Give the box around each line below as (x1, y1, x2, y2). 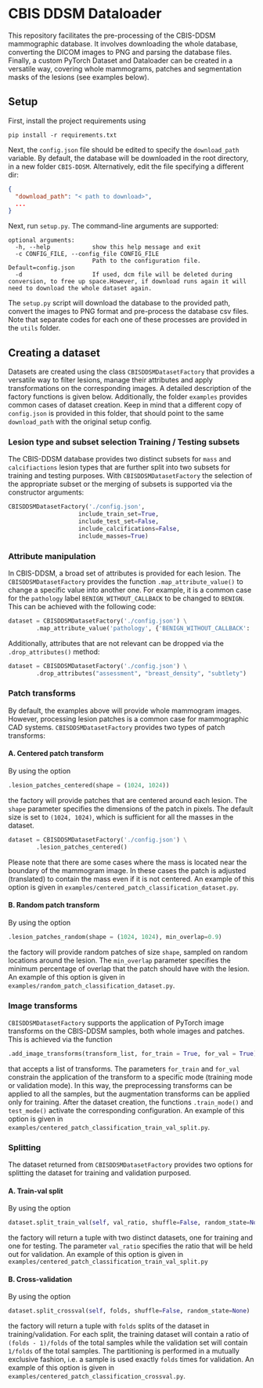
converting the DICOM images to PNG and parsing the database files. (8, 47, 232, 57)
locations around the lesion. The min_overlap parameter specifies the (8, 955, 231, 965)
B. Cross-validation (8, 1274, 73, 1284)
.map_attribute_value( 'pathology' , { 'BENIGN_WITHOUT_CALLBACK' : (36, 624, 250, 632)
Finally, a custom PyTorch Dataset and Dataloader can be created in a (8, 56, 233, 65)
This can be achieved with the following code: (8, 602, 157, 612)
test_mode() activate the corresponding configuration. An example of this (8, 1105, 245, 1115)
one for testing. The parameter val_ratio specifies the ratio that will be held (8, 1241, 253, 1251)
